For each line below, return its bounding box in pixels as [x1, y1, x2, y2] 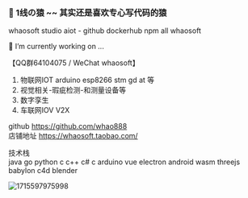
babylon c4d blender [8, 166, 78, 175]
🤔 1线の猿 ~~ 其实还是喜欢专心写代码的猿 [8, 6, 167, 18]
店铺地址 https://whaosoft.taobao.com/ [8, 131, 139, 141]
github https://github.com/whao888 [8, 122, 128, 131]
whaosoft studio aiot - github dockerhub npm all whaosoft [8, 26, 202, 35]
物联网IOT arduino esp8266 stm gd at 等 [19, 75, 155, 85]
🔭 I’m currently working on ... [8, 42, 105, 52]
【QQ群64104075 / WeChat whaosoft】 [8, 58, 140, 68]
